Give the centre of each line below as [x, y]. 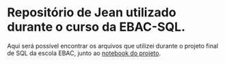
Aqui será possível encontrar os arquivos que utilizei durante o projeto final [113, 46]
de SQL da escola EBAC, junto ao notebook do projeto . [84, 53]
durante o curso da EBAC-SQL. [96, 27]
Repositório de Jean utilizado [92, 13]
